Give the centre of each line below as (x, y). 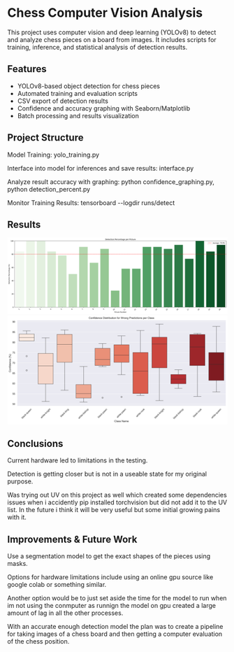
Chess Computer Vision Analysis (105, 13)
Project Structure (45, 138)
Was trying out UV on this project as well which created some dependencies (117, 495)
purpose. (20, 481)
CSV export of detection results (63, 101)
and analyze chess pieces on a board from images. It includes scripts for (112, 39)
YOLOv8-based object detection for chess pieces (89, 86)
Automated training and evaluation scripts (78, 93)
